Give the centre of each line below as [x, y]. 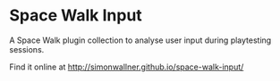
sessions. [27, 49]
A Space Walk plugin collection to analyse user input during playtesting [140, 40]
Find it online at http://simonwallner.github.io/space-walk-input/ [127, 67]
